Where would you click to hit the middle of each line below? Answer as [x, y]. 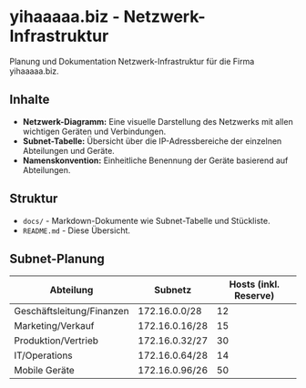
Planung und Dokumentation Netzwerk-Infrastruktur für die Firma [132, 61]
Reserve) [254, 296]
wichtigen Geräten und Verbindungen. [94, 131]
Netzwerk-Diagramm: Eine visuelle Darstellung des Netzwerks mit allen [158, 121]
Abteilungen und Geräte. [69, 150]
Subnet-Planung [57, 258]
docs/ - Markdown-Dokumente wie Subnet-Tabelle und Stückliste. [146, 220]
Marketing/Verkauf [54, 326]
